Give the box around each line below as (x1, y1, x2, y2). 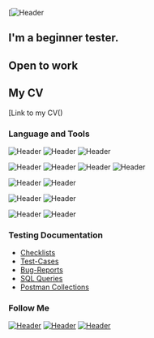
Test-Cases (19, 256, 59, 267)
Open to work (8, 58, 79, 72)
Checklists (19, 248, 56, 258)
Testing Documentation (8, 229, 104, 241)
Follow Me (8, 302, 50, 314)
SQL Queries (19, 274, 63, 284)
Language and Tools (8, 128, 91, 139)
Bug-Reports (19, 265, 63, 275)
